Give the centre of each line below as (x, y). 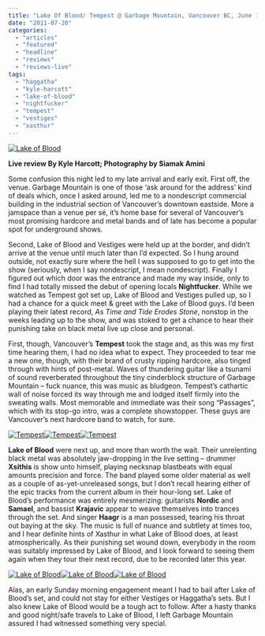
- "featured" (37, 45)
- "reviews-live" (44, 67)
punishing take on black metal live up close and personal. (101, 328)
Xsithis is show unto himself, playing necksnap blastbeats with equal (120, 466)
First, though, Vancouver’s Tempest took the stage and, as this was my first (131, 344)
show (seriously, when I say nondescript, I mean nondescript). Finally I (123, 269)
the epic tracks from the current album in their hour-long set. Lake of (120, 491)
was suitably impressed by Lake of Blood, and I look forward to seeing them (131, 551)
